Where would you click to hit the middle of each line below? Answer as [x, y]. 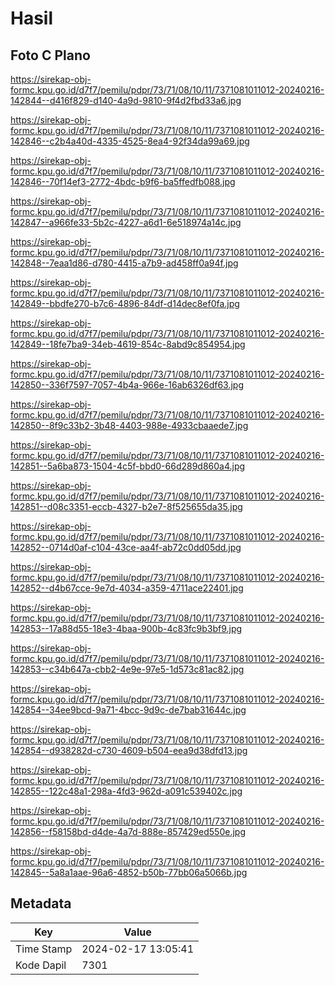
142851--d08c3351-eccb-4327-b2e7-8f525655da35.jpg [126, 506]
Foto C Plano [50, 55]
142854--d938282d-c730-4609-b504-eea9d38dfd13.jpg [129, 750]
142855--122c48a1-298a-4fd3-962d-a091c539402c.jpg [126, 791]
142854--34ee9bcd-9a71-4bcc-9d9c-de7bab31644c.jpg [128, 710]
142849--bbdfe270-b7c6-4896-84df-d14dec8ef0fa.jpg [125, 303]
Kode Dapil [41, 965]
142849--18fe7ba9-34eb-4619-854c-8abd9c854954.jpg [128, 344]
